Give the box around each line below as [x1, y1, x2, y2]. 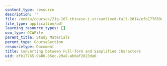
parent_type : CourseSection [5, 40, 64, 45]
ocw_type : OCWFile [5, 30, 43, 35]
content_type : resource [5, 7, 55, 12]
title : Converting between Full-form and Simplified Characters [5, 49, 141, 54]
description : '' [5, 12, 39, 17]
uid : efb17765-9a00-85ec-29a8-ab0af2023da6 [5, 53, 97, 59]
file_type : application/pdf [5, 21, 64, 26]
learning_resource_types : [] [5, 26, 66, 31]
